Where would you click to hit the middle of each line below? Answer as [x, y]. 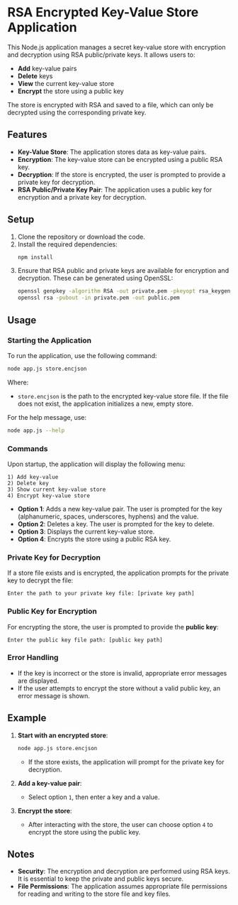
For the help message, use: [47, 417]
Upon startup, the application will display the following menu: [96, 464]
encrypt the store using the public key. [84, 832]
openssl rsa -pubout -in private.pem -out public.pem [98, 298]
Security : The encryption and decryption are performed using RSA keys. [124, 872]
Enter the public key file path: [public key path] [85, 640]
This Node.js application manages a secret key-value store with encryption [117, 47]
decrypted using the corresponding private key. [77, 112]
